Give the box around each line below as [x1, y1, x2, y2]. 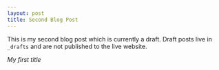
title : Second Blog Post [7, 16, 79, 23]
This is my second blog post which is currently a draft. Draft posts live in [7, 35, 212, 43]
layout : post [7, 10, 45, 17]
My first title [7, 55, 41, 63]
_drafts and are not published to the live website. [7, 42, 147, 50]
